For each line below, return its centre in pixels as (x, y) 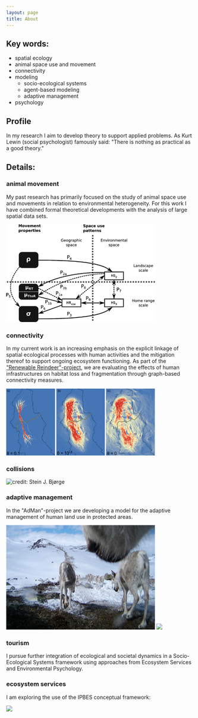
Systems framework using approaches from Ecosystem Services (112, 663)
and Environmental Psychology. (45, 669)
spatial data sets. (27, 216)
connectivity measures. (35, 380)
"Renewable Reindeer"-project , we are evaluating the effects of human (93, 367)
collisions (20, 469)
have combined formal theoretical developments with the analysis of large (97, 209)
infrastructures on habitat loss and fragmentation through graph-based (93, 374)
